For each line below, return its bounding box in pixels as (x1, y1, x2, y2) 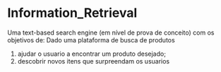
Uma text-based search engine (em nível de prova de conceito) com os (7, 28, 215, 37)
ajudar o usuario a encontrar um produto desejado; (17, 49, 166, 58)
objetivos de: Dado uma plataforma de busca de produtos (7, 35, 175, 44)
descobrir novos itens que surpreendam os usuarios (17, 56, 170, 65)
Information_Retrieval (7, 5, 138, 21)
